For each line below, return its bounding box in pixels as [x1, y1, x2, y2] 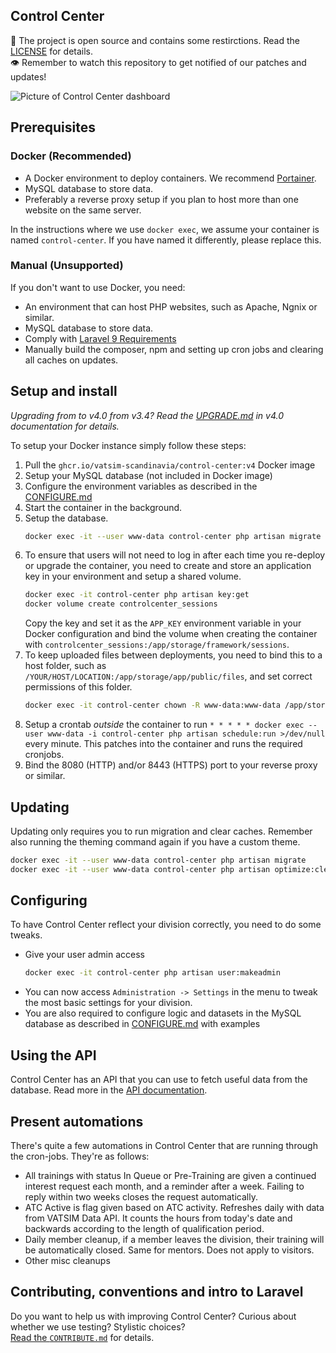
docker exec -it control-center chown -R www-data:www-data [24, 700, 281, 711]
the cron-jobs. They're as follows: [10, 1150, 150, 1162]
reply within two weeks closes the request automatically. [24, 1190, 258, 1203]
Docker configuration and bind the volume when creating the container [24, 628, 318, 640]
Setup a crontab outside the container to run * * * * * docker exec [24, 719, 305, 731]
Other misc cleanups [24, 1254, 111, 1266]
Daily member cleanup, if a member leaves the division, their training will [24, 1233, 325, 1245]
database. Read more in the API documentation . [10, 1084, 208, 1096]
